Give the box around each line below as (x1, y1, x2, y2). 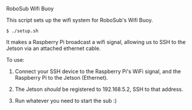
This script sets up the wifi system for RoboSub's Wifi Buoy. (6, 17, 153, 23)
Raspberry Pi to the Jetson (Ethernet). (14, 74, 109, 81)
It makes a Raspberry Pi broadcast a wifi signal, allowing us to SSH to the (6, 39, 186, 45)
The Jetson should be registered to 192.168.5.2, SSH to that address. (14, 86, 184, 93)
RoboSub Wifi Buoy (6, 5, 54, 12)
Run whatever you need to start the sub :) (14, 98, 117, 104)
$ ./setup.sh (6, 28, 39, 34)
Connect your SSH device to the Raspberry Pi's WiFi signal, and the (14, 68, 181, 75)
